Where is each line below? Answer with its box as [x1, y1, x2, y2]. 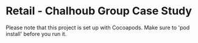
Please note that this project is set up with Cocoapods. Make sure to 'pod [5, 24, 190, 31]
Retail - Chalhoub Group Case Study [5, 4, 193, 18]
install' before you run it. [5, 30, 67, 37]
